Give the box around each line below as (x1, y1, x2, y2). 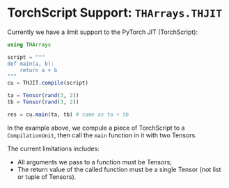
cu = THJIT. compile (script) (7, 80, 89, 87)
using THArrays (7, 41, 52, 48)
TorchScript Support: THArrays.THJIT (7, 5, 223, 21)
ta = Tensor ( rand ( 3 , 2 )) (7, 92, 79, 99)
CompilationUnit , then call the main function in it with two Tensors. (7, 130, 197, 139)
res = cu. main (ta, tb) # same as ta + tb (7, 111, 129, 118)
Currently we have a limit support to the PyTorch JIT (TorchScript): (7, 28, 198, 36)
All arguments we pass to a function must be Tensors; (17, 157, 173, 166)
